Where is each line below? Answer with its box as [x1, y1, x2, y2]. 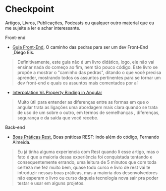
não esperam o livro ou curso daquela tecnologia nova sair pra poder [17, 175, 159, 181]
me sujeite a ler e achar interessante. [5, 25, 81, 31]
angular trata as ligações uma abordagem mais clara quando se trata [17, 104, 158, 110]
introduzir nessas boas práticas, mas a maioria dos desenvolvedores [17, 169, 158, 176]
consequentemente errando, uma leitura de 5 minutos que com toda [17, 159, 157, 165]
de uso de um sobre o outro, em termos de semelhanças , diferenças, [17, 110, 160, 115]
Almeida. [12, 139, 31, 145]
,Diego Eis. [12, 49, 35, 55]
